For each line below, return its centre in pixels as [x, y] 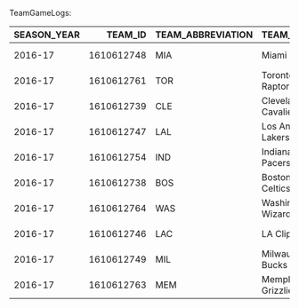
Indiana [277, 152]
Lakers [275, 137]
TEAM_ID [126, 35]
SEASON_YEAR [47, 35]
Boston [276, 177]
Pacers [276, 163]
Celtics [276, 188]
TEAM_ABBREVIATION [204, 35]
